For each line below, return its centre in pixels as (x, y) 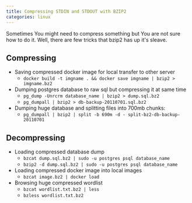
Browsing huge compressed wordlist (59, 183)
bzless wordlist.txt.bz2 (53, 196)
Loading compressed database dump (60, 152)
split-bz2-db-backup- (154, 115)
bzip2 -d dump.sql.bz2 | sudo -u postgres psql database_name (100, 165)
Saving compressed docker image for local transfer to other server (95, 72)
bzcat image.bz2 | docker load (61, 177)
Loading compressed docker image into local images (78, 170)
